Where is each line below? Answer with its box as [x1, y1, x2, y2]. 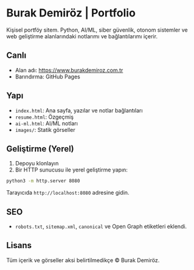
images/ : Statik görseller [15, 126, 75, 133]
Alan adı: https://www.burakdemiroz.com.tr [15, 66, 123, 74]
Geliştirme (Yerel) [6, 144, 74, 154]
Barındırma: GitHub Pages [15, 73, 80, 80]
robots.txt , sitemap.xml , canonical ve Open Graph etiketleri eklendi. [15, 223, 187, 230]
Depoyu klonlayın [15, 160, 59, 167]
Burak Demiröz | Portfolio [6, 6, 136, 20]
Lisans [6, 240, 32, 251]
